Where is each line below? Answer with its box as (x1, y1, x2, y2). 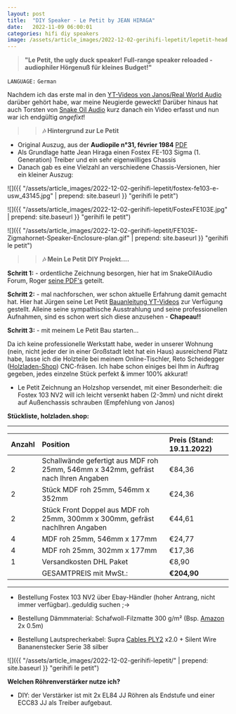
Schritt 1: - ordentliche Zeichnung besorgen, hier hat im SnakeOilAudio (7, 269, 213, 278)
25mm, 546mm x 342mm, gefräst (41, 465, 155, 475)
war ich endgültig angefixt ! (7, 113, 86, 122)
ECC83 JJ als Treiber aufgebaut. (17, 699, 112, 707)
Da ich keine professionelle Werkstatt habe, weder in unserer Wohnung (7, 340, 214, 348)
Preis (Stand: (169, 435, 214, 445)
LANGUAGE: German (7, 78, 57, 85)
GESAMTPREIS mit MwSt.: (41, 568, 129, 578)
